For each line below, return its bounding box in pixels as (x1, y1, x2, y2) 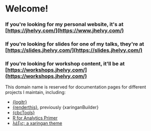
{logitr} (12, 99, 27, 105)
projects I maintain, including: (5, 89, 66, 95)
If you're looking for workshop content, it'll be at (5, 60, 125, 67)
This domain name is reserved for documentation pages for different (5, 84, 146, 90)
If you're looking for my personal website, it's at (5, 21, 124, 28)
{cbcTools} (12, 109, 35, 115)
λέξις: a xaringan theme (12, 120, 62, 126)
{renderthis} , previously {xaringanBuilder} (12, 104, 99, 110)
